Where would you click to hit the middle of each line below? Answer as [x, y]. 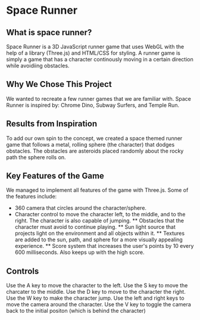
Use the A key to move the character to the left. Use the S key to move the [97, 285]
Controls [23, 271]
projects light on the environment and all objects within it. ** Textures [100, 234]
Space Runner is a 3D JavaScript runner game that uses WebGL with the [95, 46]
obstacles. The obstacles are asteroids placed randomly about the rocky [95, 151]
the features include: [32, 197]
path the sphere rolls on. [36, 157]
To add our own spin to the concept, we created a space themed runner [94, 138]
